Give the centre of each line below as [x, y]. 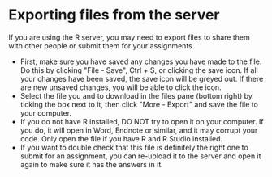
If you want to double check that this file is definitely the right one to [134, 147]
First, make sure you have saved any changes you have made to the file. [141, 61]
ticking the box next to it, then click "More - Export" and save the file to [139, 104]
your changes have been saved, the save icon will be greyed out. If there [142, 78]
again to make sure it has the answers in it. [92, 164]
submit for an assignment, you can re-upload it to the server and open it [140, 156]
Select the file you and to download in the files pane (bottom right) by [136, 95]
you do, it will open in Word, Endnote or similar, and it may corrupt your [139, 130]
